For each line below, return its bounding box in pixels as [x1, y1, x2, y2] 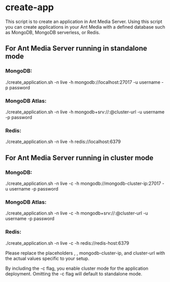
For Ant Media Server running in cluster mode [5, 153, 154, 162]
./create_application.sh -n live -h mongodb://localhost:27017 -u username [5, 79, 161, 85]
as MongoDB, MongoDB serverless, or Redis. [5, 29, 101, 35]
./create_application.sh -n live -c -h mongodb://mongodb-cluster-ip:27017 [5, 180, 161, 186]
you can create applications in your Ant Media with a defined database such [5, 24, 165, 30]
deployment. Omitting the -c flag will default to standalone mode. [5, 270, 142, 277]
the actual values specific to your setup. [5, 255, 89, 262]
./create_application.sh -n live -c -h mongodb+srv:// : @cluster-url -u [5, 210, 148, 216]
